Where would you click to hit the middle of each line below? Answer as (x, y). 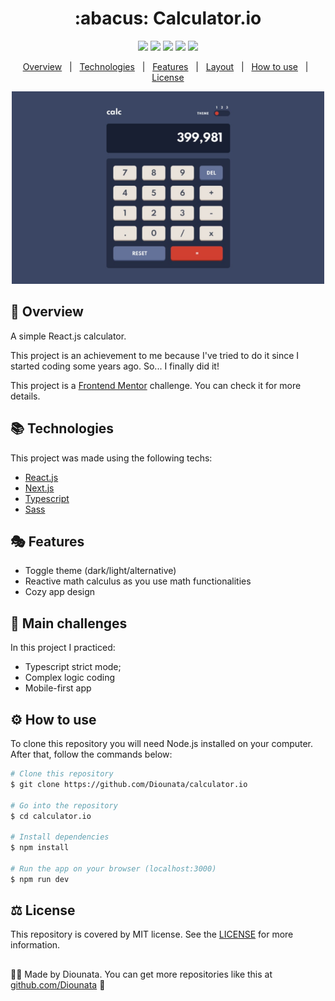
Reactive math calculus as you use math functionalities (138, 581)
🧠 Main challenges (69, 623)
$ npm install (40, 848)
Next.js (39, 488)
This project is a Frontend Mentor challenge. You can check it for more (156, 385)
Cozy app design (60, 592)
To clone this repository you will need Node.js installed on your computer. (162, 743)
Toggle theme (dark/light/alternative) (100, 571)
